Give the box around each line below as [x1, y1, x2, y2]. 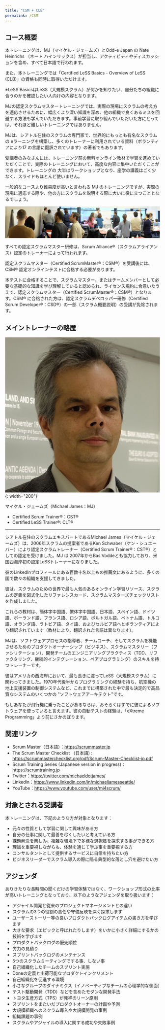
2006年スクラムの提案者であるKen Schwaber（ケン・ [30, 540, 140, 546]
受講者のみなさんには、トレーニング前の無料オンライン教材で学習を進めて [5, 155, 156, 161]
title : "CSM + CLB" [5, 8, 45, 13]
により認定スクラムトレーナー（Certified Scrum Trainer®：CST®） [18, 546, 153, 552]
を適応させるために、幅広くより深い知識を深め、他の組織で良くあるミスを [5, 109, 156, 115]
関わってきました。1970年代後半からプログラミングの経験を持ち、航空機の [5, 679, 156, 685]
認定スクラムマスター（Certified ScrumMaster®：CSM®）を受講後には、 [5, 260, 153, 266]
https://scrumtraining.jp [12, 767, 60, 773]
